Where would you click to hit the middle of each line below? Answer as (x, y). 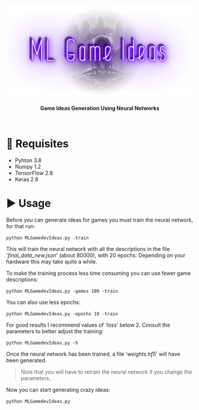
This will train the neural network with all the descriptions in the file (88, 249)
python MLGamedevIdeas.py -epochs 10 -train (62, 314)
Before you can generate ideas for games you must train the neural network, (100, 220)
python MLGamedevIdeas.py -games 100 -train (62, 291)
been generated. (26, 360)
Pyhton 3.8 (28, 160)
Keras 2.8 (26, 179)
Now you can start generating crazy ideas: (58, 390)
